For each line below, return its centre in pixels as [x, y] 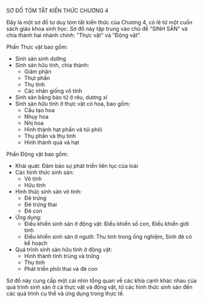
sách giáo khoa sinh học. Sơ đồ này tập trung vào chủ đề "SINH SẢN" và [97, 29]
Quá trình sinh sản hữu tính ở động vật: [64, 249]
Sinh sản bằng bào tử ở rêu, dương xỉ [61, 97]
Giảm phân [38, 72]
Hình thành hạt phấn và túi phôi [63, 129]
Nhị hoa [34, 123]
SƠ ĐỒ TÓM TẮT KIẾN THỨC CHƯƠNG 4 [58, 11]
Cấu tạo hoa [39, 110]
